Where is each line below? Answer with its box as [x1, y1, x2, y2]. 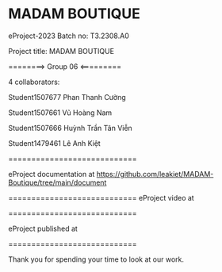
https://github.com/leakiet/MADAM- [96, 169, 214, 178]
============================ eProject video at [8, 193, 194, 202]
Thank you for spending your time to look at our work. [8, 255, 185, 264]
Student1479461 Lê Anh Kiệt [8, 138, 101, 147]
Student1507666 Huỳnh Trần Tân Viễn [8, 123, 132, 132]
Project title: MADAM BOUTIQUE [8, 46, 115, 56]
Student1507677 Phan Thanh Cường [8, 92, 127, 102]
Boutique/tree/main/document [8, 178, 107, 187]
